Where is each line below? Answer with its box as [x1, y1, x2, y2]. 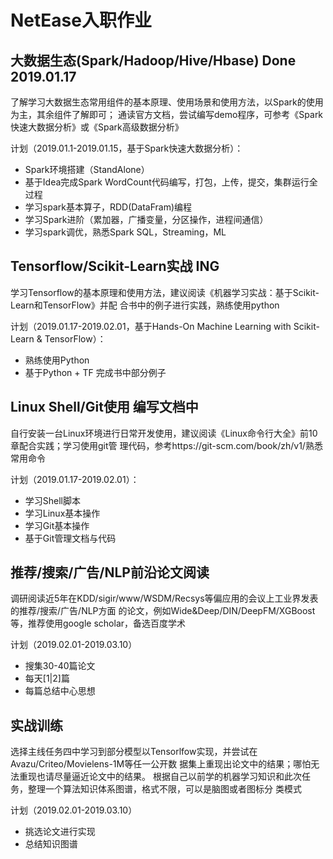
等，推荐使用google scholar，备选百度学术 [10, 617, 187, 630]
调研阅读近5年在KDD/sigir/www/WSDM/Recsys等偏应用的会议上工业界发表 [10, 592, 319, 605]
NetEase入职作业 [10, 9, 152, 32]
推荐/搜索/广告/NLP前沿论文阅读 [10, 564, 210, 581]
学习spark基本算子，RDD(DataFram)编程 [24, 201, 193, 213]
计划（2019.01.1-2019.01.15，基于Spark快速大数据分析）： [10, 142, 244, 154]
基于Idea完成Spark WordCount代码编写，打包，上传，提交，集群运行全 [24, 176, 318, 188]
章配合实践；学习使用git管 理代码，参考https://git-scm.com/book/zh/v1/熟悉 [10, 439, 323, 451]
